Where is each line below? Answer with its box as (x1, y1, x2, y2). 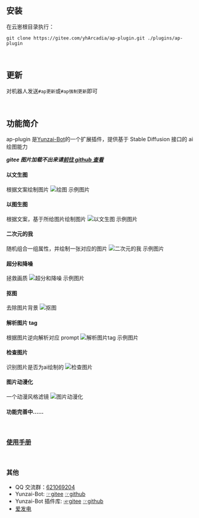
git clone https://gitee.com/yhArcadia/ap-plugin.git (6, 35, 146, 41)
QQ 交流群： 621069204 (15, 483, 75, 491)
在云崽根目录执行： (6, 23, 55, 30)
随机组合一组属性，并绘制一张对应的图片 (6, 245, 107, 253)
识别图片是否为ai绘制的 (6, 363, 64, 371)
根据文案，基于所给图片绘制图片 (6, 215, 86, 222)
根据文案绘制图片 (6, 185, 49, 193)
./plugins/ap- (147, 35, 183, 41)
